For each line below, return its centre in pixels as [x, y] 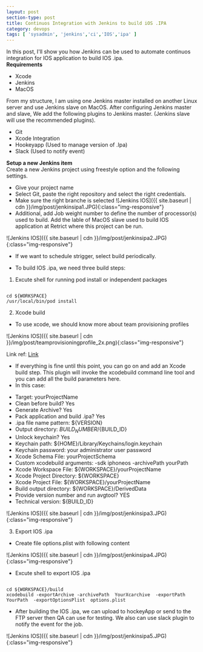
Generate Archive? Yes [44, 410]
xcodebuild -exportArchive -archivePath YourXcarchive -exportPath [96, 594]
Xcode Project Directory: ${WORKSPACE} [67, 476]
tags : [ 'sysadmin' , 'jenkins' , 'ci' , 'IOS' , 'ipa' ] [72, 35]
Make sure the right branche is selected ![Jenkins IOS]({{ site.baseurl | [103, 201]
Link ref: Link [22, 354]
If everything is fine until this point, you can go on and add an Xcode [100, 366]
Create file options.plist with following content [72, 543]
